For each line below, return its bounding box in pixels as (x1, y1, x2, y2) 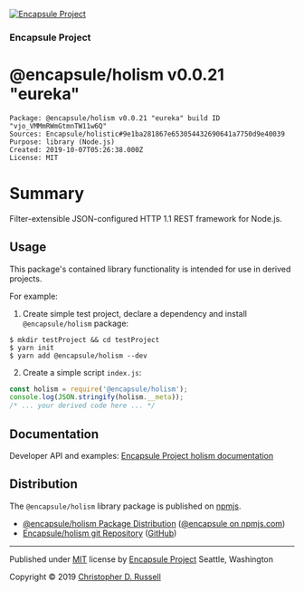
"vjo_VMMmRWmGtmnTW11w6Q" (9, 121, 107, 130)
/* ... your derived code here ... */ (9, 401, 156, 411)
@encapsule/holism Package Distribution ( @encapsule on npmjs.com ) (22, 518, 286, 529)
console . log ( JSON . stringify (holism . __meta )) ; (9, 393, 184, 402)
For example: (9, 291, 59, 301)
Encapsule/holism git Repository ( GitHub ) (22, 528, 177, 539)
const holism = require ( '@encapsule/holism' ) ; (9, 385, 188, 394)
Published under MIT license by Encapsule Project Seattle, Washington (9, 553, 274, 565)
